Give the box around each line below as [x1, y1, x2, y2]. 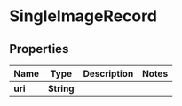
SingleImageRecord [9, 6, 158, 26]
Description [83, 68, 134, 79]
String [47, 82, 75, 95]
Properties [9, 42, 69, 57]
